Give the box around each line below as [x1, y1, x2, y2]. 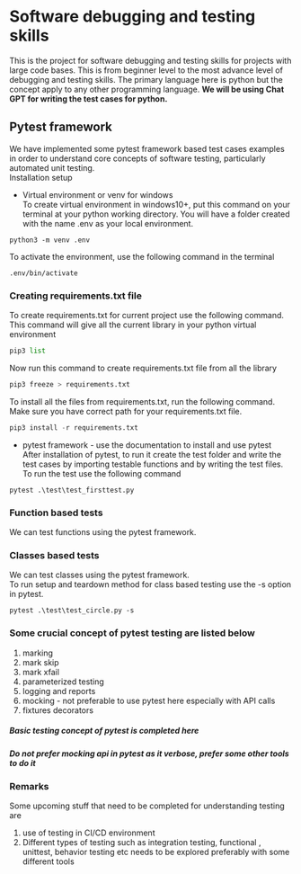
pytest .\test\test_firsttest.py [9, 486, 135, 495]
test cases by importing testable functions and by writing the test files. [22, 459, 284, 469]
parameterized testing [22, 676, 105, 687]
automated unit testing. [9, 162, 95, 173]
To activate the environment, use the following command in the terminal [9, 251, 275, 262]
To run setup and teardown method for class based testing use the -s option [9, 579, 292, 590]
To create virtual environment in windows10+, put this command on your [22, 199, 290, 210]
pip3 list [9, 346, 47, 356]
